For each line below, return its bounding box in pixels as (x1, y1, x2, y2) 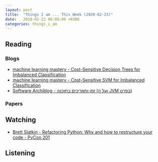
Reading (5, 40, 32, 48)
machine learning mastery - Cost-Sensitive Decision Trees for (12, 66, 140, 72)
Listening (5, 149, 35, 157)
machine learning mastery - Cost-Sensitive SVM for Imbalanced (12, 77, 145, 83)
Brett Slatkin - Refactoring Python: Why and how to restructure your (12, 129, 153, 135)
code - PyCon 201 (12, 134, 50, 140)
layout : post (5, 7, 33, 13)
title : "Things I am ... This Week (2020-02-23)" (5, 12, 113, 17)
